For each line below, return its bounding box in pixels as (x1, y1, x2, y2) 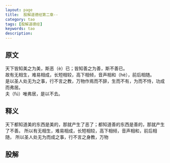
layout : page (5, 7, 33, 13)
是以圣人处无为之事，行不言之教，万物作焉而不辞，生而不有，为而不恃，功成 (5, 78, 165, 84)
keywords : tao (5, 26, 35, 31)
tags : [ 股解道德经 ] (5, 21, 42, 27)
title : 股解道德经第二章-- (5, 12, 58, 17)
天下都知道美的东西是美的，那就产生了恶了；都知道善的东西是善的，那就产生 (5, 121, 165, 127)
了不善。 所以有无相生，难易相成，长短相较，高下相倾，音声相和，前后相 (5, 128, 157, 134)
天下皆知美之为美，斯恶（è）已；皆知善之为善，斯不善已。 (5, 65, 128, 71)
